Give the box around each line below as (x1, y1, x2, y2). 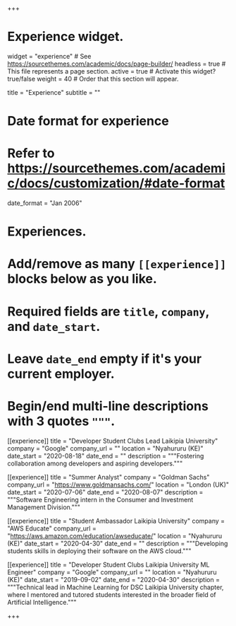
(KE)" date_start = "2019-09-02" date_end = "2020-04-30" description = (7, 575, 221, 584)
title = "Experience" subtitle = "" (7, 88, 101, 96)
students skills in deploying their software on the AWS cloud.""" (7, 546, 192, 555)
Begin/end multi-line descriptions (7, 398, 209, 414)
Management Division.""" (7, 503, 81, 511)
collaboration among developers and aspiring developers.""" (7, 459, 183, 468)
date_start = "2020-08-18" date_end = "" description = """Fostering (7, 451, 204, 460)
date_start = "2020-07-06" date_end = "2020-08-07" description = (7, 487, 204, 496)
